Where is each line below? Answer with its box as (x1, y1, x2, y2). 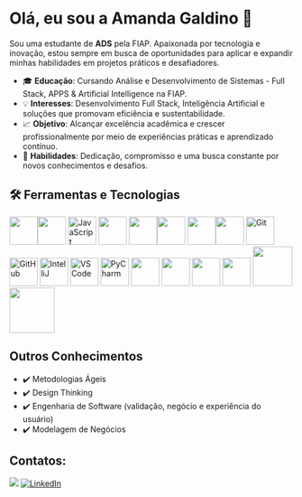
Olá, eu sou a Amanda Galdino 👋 (9, 8, 253, 29)
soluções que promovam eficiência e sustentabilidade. (22, 108, 225, 118)
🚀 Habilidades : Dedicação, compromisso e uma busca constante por (22, 150, 279, 161)
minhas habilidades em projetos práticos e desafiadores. (9, 57, 220, 68)
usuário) (22, 413, 54, 424)
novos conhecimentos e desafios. (22, 160, 149, 171)
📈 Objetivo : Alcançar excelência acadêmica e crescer (22, 117, 225, 129)
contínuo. (22, 140, 59, 152)
